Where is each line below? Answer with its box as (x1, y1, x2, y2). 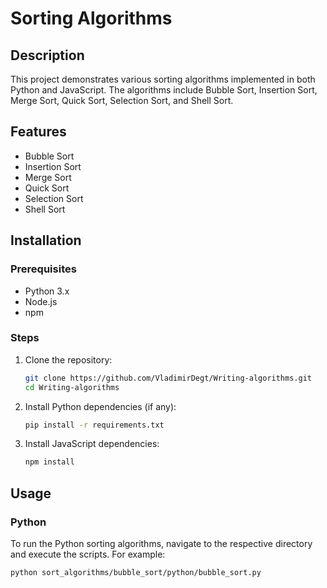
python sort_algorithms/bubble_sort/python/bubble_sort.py (10, 567, 262, 577)
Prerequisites (10, 262, 77, 276)
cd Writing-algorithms (24, 382, 120, 392)
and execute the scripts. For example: (10, 548, 166, 560)
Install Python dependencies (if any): (24, 400, 177, 412)
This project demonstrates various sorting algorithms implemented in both (10, 73, 316, 85)
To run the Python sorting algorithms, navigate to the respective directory (10, 537, 313, 549)
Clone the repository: (24, 353, 113, 366)
